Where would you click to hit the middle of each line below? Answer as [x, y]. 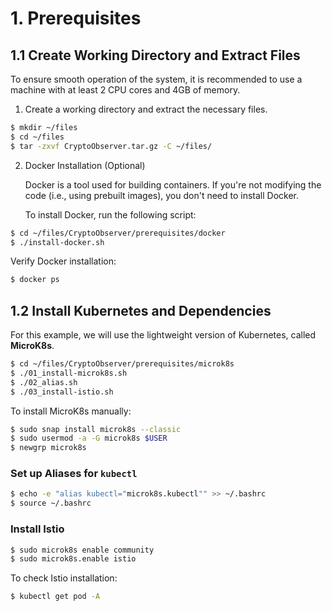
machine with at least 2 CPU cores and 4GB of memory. [125, 90]
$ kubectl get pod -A [55, 597]
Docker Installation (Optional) [85, 165]
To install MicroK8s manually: [71, 411]
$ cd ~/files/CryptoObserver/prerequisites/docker [118, 233]
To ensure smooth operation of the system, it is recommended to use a [156, 79]
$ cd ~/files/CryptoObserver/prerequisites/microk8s [122, 364]
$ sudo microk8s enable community [82, 550]
